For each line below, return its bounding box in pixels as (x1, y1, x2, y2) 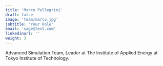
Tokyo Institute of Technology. (5, 55, 69, 61)
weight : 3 (5, 36, 27, 41)
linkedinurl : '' (5, 31, 40, 36)
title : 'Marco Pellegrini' (5, 7, 63, 13)
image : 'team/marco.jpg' (5, 17, 58, 22)
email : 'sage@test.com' (5, 26, 56, 31)
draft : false (5, 12, 33, 17)
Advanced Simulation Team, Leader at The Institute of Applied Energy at (5, 49, 158, 56)
